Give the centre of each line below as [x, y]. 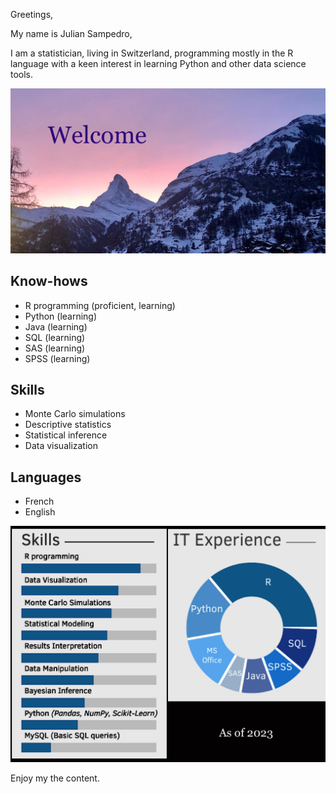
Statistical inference [66, 435]
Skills [27, 390]
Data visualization [61, 446]
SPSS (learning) [57, 358]
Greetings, [32, 14]
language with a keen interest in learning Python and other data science [158, 63]
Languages [46, 477]
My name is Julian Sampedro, [71, 33]
